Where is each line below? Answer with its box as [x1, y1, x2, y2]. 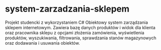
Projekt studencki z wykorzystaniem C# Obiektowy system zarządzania [5, 19, 148, 25]
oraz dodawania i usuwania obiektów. [5, 40, 80, 46]
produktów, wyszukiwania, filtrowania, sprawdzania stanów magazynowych [5, 35, 157, 41]
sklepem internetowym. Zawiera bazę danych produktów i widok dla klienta [5, 24, 156, 30]
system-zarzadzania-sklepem [5, 3, 129, 15]
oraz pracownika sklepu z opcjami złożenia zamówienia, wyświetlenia [5, 30, 145, 35]
